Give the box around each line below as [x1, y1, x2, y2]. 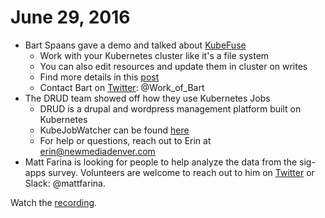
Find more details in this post [39, 71, 160, 83]
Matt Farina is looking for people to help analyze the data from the [24, 156, 298, 168]
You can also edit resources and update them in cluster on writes [39, 60, 308, 72]
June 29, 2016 [10, 6, 131, 29]
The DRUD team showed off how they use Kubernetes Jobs [24, 92, 271, 104]
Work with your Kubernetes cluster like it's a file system [39, 49, 270, 61]
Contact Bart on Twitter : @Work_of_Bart [39, 81, 205, 93]
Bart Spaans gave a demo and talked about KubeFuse [24, 39, 247, 51]
